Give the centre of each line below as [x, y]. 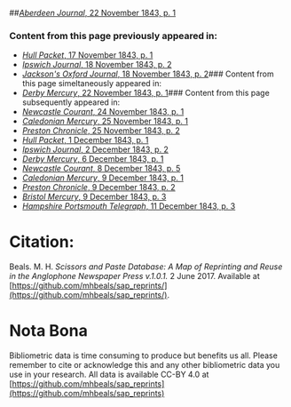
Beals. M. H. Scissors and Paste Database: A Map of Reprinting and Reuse [146, 267]
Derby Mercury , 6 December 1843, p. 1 [93, 159]
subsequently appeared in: [71, 102]
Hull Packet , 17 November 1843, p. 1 [87, 55]
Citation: [42, 242]
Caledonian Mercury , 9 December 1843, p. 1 [103, 178]
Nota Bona [49, 331]
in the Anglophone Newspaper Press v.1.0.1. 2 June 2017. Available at [134, 276]
